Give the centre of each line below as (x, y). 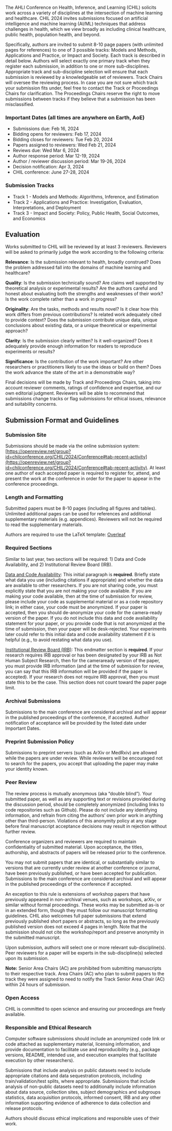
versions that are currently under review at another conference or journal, (83, 867)
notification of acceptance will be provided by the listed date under (76, 723)
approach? (17, 331)
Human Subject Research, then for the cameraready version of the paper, (83, 660)
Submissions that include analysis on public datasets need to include (78, 1070)
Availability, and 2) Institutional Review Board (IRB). (59, 564)
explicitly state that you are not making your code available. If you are (79, 591)
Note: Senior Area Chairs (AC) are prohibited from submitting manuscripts (83, 968)
